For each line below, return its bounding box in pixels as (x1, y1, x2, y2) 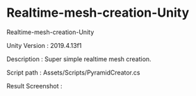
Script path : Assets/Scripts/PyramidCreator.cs (6, 68, 140, 77)
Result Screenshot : (6, 81, 63, 90)
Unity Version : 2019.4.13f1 (6, 41, 82, 49)
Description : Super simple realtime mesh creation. (6, 54, 152, 63)
